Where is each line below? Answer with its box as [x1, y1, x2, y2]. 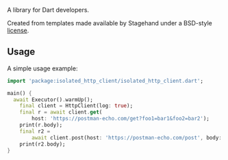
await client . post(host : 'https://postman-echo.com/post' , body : [31, 134, 223, 141]
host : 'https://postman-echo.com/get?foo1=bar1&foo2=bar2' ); [31, 116, 210, 122]
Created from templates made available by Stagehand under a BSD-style [7, 19, 212, 27]
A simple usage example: [7, 64, 78, 72]
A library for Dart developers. [7, 6, 90, 14]
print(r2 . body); [19, 140, 66, 148]
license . [7, 27, 29, 34]
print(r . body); [19, 122, 63, 129]
